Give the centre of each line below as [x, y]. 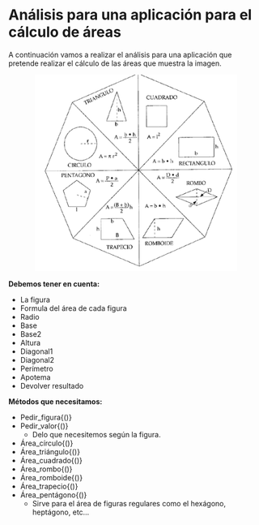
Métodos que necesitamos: [55, 401]
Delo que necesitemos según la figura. [96, 434]
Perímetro [37, 368]
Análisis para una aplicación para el [130, 15]
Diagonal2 [37, 359]
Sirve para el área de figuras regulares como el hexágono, [129, 503]
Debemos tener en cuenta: [54, 284]
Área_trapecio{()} [49, 486]
